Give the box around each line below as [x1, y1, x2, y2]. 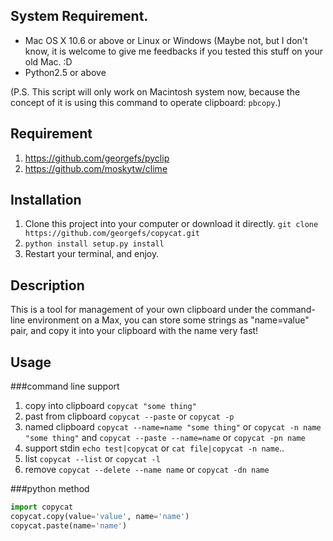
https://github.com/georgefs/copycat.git [24, 229, 200, 239]
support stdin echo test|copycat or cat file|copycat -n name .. [24, 442, 285, 454]
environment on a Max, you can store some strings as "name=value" [27, 314, 310, 326]
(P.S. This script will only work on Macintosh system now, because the [10, 85, 301, 98]
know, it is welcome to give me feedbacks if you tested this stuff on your [24, 45, 324, 57]
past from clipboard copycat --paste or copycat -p [24, 410, 235, 423]
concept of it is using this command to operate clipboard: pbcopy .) [10, 96, 282, 108]
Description [10, 277, 85, 294]
